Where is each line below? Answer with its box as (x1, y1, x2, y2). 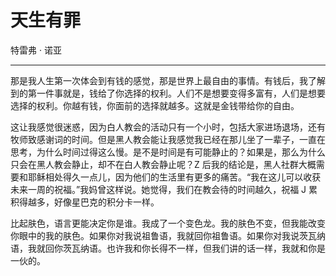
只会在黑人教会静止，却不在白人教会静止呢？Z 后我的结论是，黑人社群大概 (10, 158, 317, 170)
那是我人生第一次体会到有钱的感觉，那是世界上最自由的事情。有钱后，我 (10, 74, 308, 86)
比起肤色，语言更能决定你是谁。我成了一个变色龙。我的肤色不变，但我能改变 (10, 217, 326, 229)
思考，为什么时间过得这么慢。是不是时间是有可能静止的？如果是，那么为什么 (10, 146, 326, 158)
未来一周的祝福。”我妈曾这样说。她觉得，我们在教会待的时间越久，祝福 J (10, 183, 307, 195)
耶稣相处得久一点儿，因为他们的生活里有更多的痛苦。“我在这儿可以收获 (27, 171, 322, 183)
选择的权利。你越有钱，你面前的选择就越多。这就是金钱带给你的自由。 (10, 99, 300, 111)
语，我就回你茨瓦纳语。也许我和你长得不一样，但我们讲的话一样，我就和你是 (10, 242, 326, 254)
